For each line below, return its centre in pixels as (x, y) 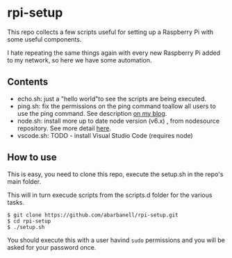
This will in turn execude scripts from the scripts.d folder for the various (110, 195)
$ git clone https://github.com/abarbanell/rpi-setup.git (93, 215)
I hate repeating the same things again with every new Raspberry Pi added (114, 53)
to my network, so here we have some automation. (80, 60)
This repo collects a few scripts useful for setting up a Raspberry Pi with (110, 32)
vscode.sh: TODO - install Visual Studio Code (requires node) (105, 135)
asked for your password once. (52, 247)
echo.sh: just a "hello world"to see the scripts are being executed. (111, 98)
